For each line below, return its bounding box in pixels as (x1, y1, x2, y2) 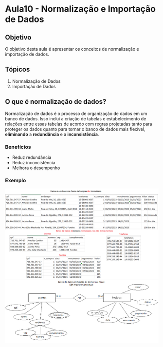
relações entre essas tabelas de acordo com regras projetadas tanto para (5, 121, 152, 127)
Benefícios (5, 143, 31, 150)
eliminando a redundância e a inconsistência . (5, 131, 99, 137)
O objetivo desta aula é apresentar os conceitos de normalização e (5, 46, 140, 52)
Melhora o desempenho (12, 165, 60, 171)
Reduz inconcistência (12, 159, 55, 165)
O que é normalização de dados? (5, 97, 107, 106)
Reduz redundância (12, 154, 52, 160)
